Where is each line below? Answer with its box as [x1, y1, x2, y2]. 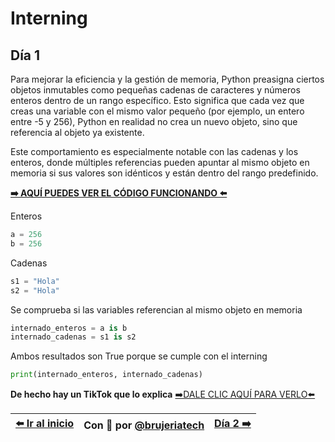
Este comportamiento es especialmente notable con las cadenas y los [10, 146, 299, 157]
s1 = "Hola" [10, 276, 60, 286]
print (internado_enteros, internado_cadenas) [10, 370, 203, 380]
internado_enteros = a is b [10, 323, 128, 333]
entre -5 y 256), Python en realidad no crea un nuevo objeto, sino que [10, 116, 298, 127]
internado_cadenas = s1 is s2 [10, 332, 137, 342]
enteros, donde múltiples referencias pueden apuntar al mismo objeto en [10, 157, 310, 168]
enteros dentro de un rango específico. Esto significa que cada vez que [10, 95, 305, 106]
